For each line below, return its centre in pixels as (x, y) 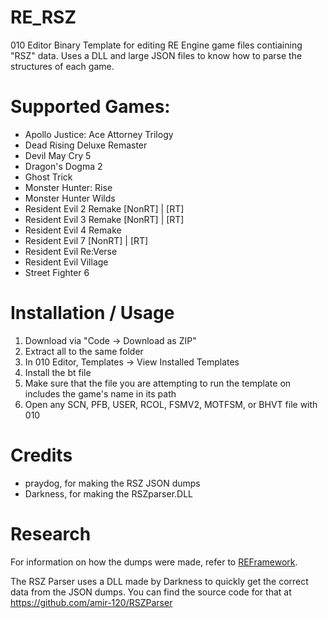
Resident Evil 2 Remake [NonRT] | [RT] (104, 208)
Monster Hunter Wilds (70, 198)
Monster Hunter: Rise (68, 187)
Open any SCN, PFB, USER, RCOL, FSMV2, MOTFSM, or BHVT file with (171, 404)
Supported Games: (90, 107)
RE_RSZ (43, 17)
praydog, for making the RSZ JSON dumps (112, 483)
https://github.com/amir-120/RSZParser (91, 602)
